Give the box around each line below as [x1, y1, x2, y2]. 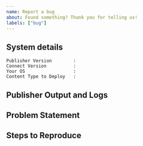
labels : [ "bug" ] [6, 20, 47, 26]
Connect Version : [6, 63, 77, 69]
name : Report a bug [6, 8, 55, 15]
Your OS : [6, 68, 77, 75]
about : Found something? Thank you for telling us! [6, 14, 138, 20]
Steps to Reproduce [6, 130, 82, 141]
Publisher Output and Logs [6, 90, 108, 100]
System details [6, 42, 63, 52]
